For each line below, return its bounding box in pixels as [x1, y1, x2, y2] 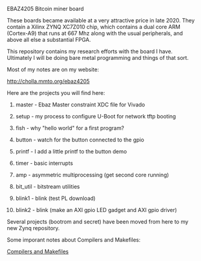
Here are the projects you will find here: [7, 89, 105, 96]
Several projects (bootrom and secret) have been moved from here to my [7, 218, 189, 225]
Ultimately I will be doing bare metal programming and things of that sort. [7, 54, 189, 61]
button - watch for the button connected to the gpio [15, 136, 144, 143]
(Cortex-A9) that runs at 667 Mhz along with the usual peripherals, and [7, 30, 183, 37]
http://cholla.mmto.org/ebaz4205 [7, 78, 90, 85]
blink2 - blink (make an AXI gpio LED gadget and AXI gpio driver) [15, 207, 177, 213]
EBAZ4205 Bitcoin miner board [7, 5, 84, 12]
